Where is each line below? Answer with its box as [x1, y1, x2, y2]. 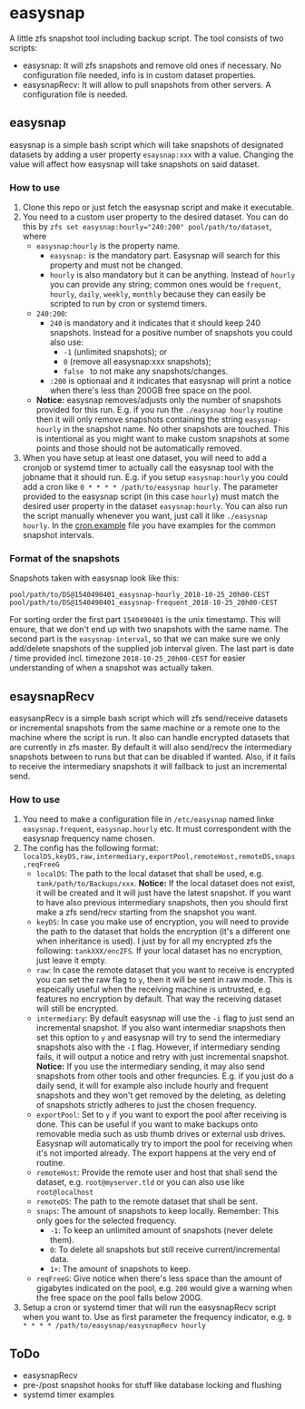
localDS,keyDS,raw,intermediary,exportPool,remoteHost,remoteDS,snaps [22, 852, 296, 862]
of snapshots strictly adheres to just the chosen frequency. [35, 1100, 257, 1111]
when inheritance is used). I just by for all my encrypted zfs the [35, 935, 272, 946]
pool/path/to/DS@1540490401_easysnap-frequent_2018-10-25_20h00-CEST [9, 598, 279, 608]
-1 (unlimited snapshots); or [63, 347, 168, 357]
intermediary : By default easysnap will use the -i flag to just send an [35, 1013, 295, 1023]
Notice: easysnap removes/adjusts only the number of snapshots [35, 395, 281, 406]
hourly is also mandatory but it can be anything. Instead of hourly [49, 269, 296, 280]
